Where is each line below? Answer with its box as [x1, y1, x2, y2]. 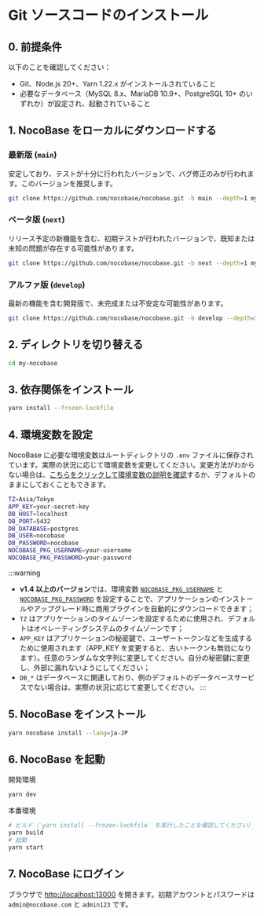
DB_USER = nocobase [8, 532, 65, 540]
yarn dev [8, 790, 37, 799]
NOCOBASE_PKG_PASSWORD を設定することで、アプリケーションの [19, 594, 219, 603]
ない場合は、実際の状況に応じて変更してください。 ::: [33, 682, 207, 691]
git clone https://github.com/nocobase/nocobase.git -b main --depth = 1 [8, 194, 247, 202]
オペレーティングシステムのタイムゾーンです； [33, 623, 185, 632]
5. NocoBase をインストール [8, 708, 146, 721]
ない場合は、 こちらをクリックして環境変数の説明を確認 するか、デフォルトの [8, 470, 256, 479]
